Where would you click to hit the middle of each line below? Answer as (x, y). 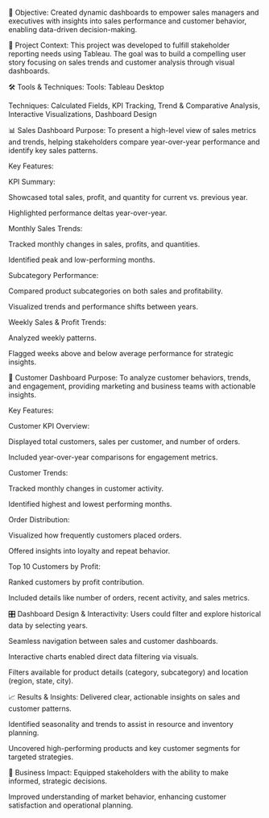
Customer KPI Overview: (49, 426)
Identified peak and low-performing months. (82, 260)
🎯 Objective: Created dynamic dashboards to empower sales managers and (134, 12)
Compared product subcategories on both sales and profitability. (116, 291)
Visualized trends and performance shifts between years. (103, 307)
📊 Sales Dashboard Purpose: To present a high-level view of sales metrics (132, 130)
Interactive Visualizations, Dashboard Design (83, 114)
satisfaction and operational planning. (71, 805)
